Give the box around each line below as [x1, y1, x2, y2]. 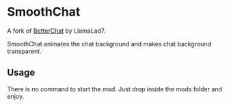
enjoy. [7, 92, 25, 100]
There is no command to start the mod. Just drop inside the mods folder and [7, 85, 222, 93]
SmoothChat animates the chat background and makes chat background [7, 40, 212, 48]
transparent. [7, 47, 42, 55]
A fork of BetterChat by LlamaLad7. [7, 27, 106, 35]
